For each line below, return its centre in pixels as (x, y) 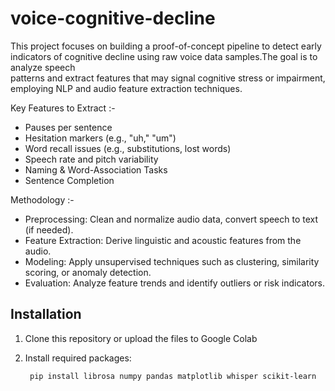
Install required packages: (78, 358)
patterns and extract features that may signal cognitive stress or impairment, (168, 78)
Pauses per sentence (68, 127)
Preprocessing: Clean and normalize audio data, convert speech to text (171, 219)
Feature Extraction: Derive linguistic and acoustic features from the (163, 240)
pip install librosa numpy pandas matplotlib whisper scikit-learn (173, 376)
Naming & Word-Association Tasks (96, 169)
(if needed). (49, 229)
